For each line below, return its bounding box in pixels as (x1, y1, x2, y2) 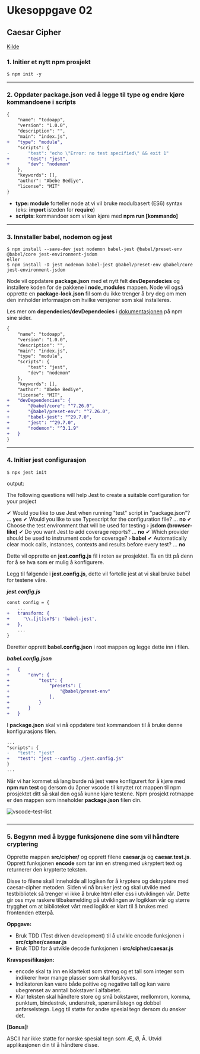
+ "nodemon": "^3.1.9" (7, 425, 79, 431)
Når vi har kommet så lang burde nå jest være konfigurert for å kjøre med (7, 777, 186, 785)
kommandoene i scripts (7, 98, 77, 106)
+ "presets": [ (7, 683, 82, 689)
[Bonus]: (7, 1024, 29, 1031)
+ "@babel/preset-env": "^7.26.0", (7, 408, 111, 415)
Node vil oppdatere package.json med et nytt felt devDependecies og (7, 278, 180, 285)
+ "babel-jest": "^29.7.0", (7, 414, 93, 420)
